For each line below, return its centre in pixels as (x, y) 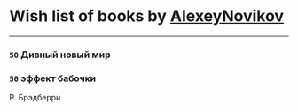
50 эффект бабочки (52, 78)
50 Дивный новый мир (60, 55)
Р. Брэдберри (35, 98)
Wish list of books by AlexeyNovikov (147, 16)
